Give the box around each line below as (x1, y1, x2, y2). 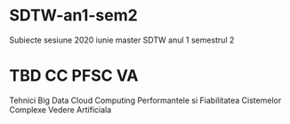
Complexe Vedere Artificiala (9, 104, 112, 115)
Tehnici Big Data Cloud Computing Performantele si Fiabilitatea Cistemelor (9, 95, 282, 105)
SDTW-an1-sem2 (9, 5, 138, 26)
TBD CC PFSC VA (9, 66, 139, 86)
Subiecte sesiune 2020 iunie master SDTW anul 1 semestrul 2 (9, 35, 235, 45)
